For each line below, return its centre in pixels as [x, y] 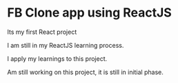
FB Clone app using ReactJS [90, 13]
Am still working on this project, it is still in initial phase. [85, 72]
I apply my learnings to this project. [57, 58]
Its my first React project [42, 32]
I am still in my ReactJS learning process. [66, 45]
